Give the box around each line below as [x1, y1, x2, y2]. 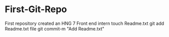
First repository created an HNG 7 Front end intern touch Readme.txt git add [5, 20, 164, 26]
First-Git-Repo [5, 4, 67, 15]
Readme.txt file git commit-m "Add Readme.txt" [5, 25, 105, 31]
